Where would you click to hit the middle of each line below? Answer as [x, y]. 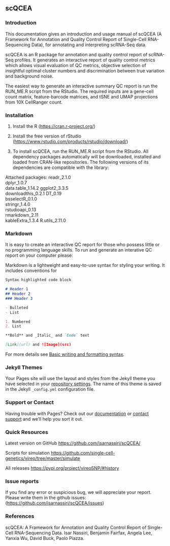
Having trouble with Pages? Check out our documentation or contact [77, 414]
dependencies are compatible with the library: [61, 167]
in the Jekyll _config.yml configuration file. [50, 389]
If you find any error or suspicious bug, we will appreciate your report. [78, 492]
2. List [13, 326]
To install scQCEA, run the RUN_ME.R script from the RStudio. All [80, 151]
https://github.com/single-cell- [83, 453]
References [20, 516]
